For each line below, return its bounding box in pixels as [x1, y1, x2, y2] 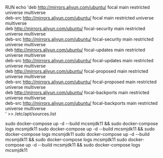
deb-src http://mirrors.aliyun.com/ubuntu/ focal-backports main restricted [5, 100, 158, 106]
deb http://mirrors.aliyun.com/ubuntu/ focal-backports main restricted [5, 90, 149, 95]
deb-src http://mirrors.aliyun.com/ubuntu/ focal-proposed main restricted [5, 79, 156, 85]
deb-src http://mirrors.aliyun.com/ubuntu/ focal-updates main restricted [5, 58, 154, 63]
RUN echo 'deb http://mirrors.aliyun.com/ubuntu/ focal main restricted [5, 5, 150, 10]
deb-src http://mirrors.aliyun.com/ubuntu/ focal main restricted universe [5, 15, 154, 21]
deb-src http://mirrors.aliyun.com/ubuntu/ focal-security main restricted [5, 36, 154, 42]
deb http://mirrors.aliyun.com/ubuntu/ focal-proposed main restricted [5, 68, 148, 74]
